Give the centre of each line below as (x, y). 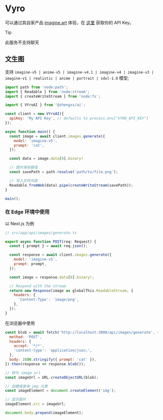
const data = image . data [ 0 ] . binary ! (46, 159)
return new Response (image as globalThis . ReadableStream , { (71, 290)
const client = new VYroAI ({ (34, 114)
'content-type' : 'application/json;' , (53, 351)
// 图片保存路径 (24, 168)
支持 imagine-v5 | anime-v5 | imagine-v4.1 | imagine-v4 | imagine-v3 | (80, 72)
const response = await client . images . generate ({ (60, 255)
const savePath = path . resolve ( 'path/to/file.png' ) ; (64, 172)
